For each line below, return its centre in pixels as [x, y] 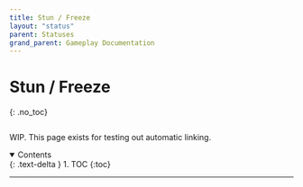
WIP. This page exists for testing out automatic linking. [110, 138]
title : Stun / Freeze [50, 18]
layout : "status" [42, 26]
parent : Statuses [42, 34]
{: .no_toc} [28, 112]
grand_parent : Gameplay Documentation [82, 43]
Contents [35, 155]
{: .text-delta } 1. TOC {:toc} [60, 165]
